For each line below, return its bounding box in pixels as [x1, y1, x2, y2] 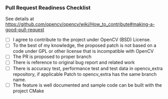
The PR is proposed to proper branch [12, 53, 91, 60]
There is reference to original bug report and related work [12, 60, 135, 66]
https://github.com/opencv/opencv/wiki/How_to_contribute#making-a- [5, 21, 155, 27]
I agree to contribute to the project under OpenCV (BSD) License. [12, 36, 151, 43]
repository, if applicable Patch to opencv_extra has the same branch [12, 71, 157, 77]
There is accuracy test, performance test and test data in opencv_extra [12, 65, 163, 71]
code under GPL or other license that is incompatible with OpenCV [12, 48, 154, 54]
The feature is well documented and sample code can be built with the [12, 82, 162, 88]
